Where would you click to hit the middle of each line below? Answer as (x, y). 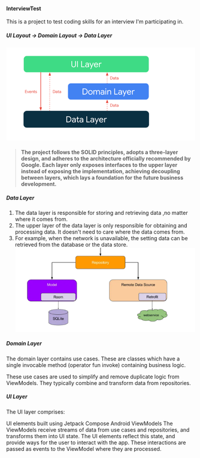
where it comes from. (41, 219)
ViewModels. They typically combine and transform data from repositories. (99, 383)
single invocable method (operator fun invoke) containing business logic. (96, 365)
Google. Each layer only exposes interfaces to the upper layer (99, 165)
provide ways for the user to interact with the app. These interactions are (96, 442)
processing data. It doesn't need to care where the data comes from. (100, 232)
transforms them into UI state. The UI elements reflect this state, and (91, 436)
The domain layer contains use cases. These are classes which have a (93, 359)
